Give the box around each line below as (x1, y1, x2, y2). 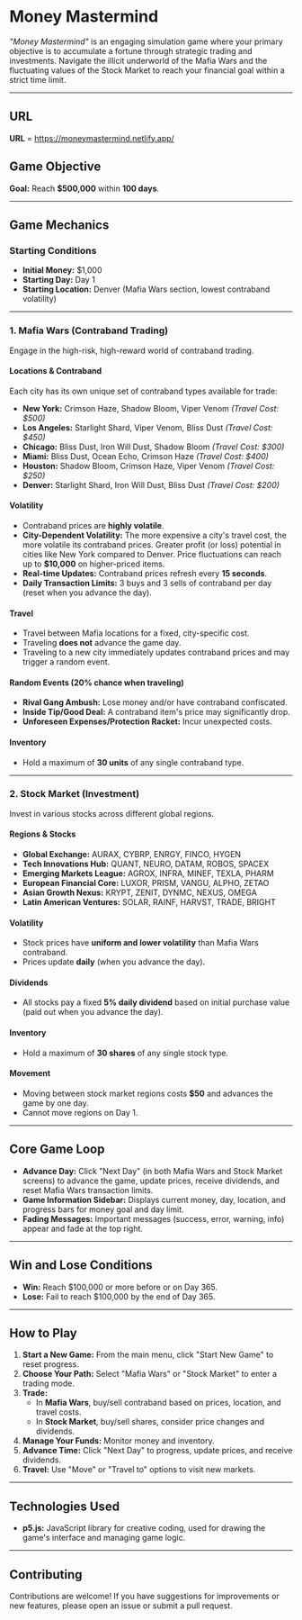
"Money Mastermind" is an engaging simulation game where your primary (9, 36, 283, 47)
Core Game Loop (9, 1142, 105, 1157)
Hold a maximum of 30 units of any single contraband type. (22, 756, 244, 767)
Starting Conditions (9, 244, 97, 257)
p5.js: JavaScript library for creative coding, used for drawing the (22, 1523, 266, 1534)
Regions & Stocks (9, 828, 76, 839)
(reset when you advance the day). (22, 587, 153, 598)
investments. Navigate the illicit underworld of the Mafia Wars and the (9, 55, 268, 66)
